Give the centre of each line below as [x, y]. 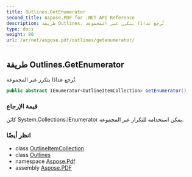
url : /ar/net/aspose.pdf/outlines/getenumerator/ [71, 40]
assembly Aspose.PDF [43, 168]
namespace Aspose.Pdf [45, 161]
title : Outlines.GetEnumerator [46, 12]
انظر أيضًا [19, 135]
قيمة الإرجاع [22, 106]
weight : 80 [20, 35]
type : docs [20, 29]
